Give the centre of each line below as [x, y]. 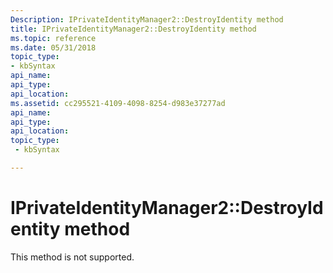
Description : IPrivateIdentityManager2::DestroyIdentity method [147, 19]
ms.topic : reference [53, 38]
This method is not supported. [72, 257]
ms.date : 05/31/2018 [53, 47]
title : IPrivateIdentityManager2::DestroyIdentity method [133, 29]
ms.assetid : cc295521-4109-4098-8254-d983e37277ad [118, 103]
